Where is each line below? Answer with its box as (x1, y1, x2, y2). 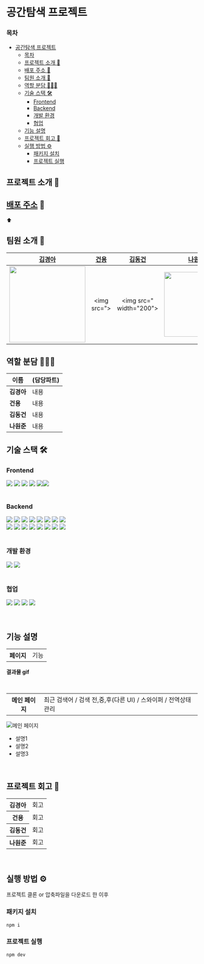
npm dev (6, 951, 26, 958)
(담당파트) (32, 376, 59, 384)
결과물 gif (6, 668, 30, 675)
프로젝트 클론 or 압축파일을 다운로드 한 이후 (6, 891, 109, 898)
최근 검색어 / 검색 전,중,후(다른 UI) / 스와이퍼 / (43, 695, 168, 704)
